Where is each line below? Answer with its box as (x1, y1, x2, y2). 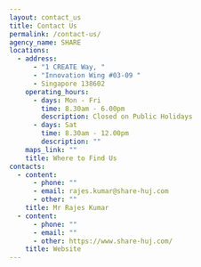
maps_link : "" (25, 145, 77, 154)
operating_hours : (25, 87, 90, 96)
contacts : (9, 162, 46, 171)
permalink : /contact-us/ (9, 29, 101, 38)
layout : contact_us (9, 12, 82, 22)
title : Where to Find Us (25, 153, 117, 163)
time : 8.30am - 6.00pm (41, 104, 125, 113)
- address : (17, 54, 58, 63)
